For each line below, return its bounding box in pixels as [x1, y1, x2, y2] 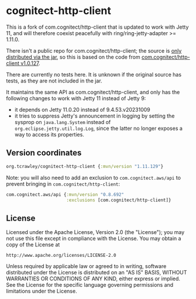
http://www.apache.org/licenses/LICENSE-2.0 [6, 253, 116, 259]
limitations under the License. [6, 288, 77, 295]
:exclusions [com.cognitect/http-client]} [66, 197, 171, 203]
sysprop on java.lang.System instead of [14, 118, 111, 125]
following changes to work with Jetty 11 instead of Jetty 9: [6, 95, 146, 102]
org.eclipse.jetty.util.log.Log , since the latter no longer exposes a [14, 125, 183, 132]
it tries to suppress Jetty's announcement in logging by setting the [14, 112, 175, 119]
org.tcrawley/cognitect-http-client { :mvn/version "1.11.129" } [6, 163, 164, 169]
